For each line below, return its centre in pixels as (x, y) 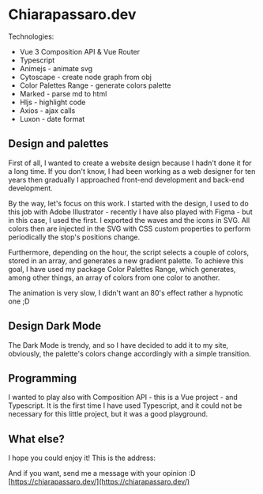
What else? (36, 439)
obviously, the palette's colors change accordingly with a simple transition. (130, 353)
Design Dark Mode (55, 326)
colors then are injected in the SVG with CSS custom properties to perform (130, 228)
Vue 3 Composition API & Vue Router (80, 51)
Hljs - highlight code (53, 102)
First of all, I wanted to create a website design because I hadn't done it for (130, 163)
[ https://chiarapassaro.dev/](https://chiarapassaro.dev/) (99, 482)
